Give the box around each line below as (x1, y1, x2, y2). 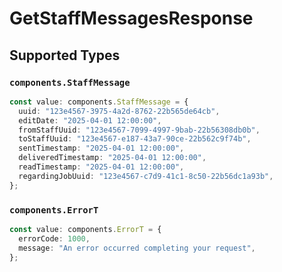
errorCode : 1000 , (18, 233, 91, 244)
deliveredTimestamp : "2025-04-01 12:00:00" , (18, 153, 207, 163)
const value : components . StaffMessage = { (9, 97, 189, 107)
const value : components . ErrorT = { (9, 224, 162, 234)
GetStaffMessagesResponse (9, 7, 254, 30)
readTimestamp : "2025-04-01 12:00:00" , (18, 162, 185, 172)
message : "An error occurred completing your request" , (18, 243, 256, 253)
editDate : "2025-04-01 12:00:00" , (18, 115, 162, 126)
